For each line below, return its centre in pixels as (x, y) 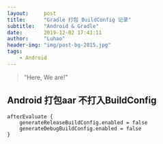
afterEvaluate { (30, 117)
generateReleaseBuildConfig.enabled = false (84, 123)
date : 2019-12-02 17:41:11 (55, 32)
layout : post (32, 13)
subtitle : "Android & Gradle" (53, 26)
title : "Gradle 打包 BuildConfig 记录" (69, 20)
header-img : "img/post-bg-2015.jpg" (59, 45)
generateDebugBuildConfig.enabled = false (80, 128)
